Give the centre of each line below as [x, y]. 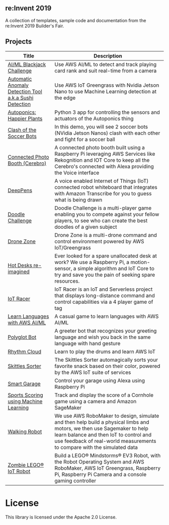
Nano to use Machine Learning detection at [106, 91]
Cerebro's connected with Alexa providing [104, 166]
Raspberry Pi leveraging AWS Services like [105, 154]
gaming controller [75, 481]
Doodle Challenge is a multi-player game [103, 208]
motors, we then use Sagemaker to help [101, 428]
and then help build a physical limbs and [102, 422]
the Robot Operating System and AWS [99, 462]
